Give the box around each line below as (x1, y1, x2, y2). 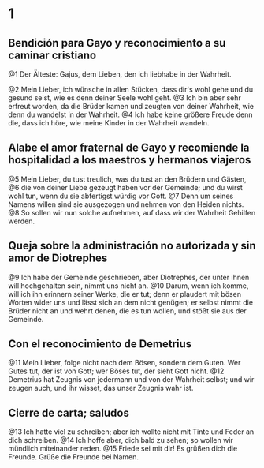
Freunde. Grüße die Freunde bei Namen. (8, 452, 139, 462)
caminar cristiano (8, 48, 97, 62)
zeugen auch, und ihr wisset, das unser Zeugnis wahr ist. (8, 384, 194, 393)
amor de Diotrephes (8, 252, 108, 265)
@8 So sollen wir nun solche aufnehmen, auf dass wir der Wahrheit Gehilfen (8, 208, 256, 217)
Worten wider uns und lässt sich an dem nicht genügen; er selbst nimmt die (8, 298, 254, 307)
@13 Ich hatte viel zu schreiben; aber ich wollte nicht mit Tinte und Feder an (8, 427, 255, 436)
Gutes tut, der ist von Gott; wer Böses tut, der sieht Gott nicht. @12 (8, 366, 225, 376)
